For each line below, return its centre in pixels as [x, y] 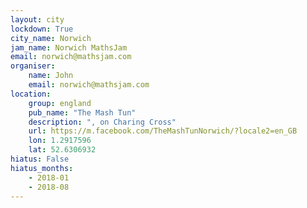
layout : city [37, 19]
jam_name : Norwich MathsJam [69, 47]
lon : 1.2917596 [60, 141]
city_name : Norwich [51, 38]
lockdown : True [42, 29]
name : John [51, 76]
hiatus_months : [42, 168]
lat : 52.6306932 [62, 150]
